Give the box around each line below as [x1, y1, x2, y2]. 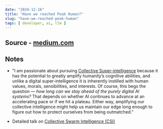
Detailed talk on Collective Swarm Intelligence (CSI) [12, 118, 115, 124]
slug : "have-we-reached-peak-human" [5, 16, 79, 21]
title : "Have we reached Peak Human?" [5, 12, 83, 16]
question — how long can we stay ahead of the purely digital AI [12, 88, 140, 95]
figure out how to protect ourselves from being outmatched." [12, 109, 134, 115]
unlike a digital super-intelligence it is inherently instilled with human [12, 78, 149, 84]
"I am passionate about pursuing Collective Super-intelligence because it [12, 68, 158, 74]
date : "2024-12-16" [5, 7, 45, 12]
